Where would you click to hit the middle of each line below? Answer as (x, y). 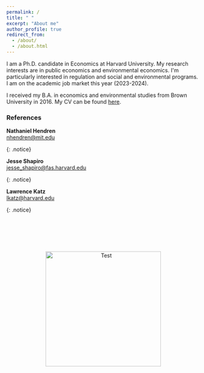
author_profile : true (34, 29)
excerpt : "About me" (33, 23)
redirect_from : (26, 35)
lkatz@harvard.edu (30, 198)
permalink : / (23, 12)
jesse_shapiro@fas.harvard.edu (46, 168)
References (24, 117)
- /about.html (30, 47)
